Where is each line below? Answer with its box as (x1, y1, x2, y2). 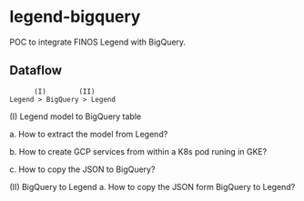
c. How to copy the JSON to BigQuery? (9, 164, 156, 175)
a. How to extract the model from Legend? (9, 128, 168, 139)
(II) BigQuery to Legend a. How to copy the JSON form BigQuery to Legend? (9, 181, 296, 192)
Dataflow (9, 63, 62, 78)
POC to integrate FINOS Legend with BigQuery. (9, 36, 187, 47)
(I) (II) (33, 86, 96, 96)
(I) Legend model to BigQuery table (9, 111, 142, 122)
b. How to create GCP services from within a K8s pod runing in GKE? (9, 146, 268, 156)
